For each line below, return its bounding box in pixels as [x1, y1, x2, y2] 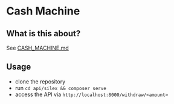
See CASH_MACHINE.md [6, 44, 69, 51]
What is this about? [6, 28, 81, 39]
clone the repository [14, 77, 66, 85]
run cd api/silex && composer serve [14, 84, 107, 91]
